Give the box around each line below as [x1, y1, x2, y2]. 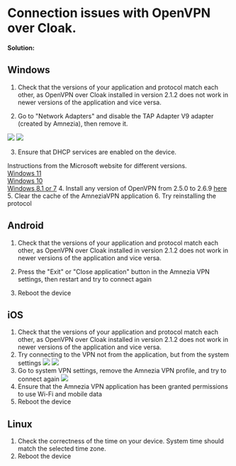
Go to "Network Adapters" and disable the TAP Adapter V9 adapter [17, 111, 214, 120]
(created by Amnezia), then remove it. [17, 119, 128, 128]
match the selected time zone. [17, 445, 106, 453]
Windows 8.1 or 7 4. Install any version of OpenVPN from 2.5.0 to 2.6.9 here [7, 184, 227, 192]
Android [7, 220, 44, 232]
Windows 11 [7, 169, 42, 177]
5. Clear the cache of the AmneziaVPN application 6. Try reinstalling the [7, 192, 217, 200]
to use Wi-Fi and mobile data [17, 390, 103, 399]
